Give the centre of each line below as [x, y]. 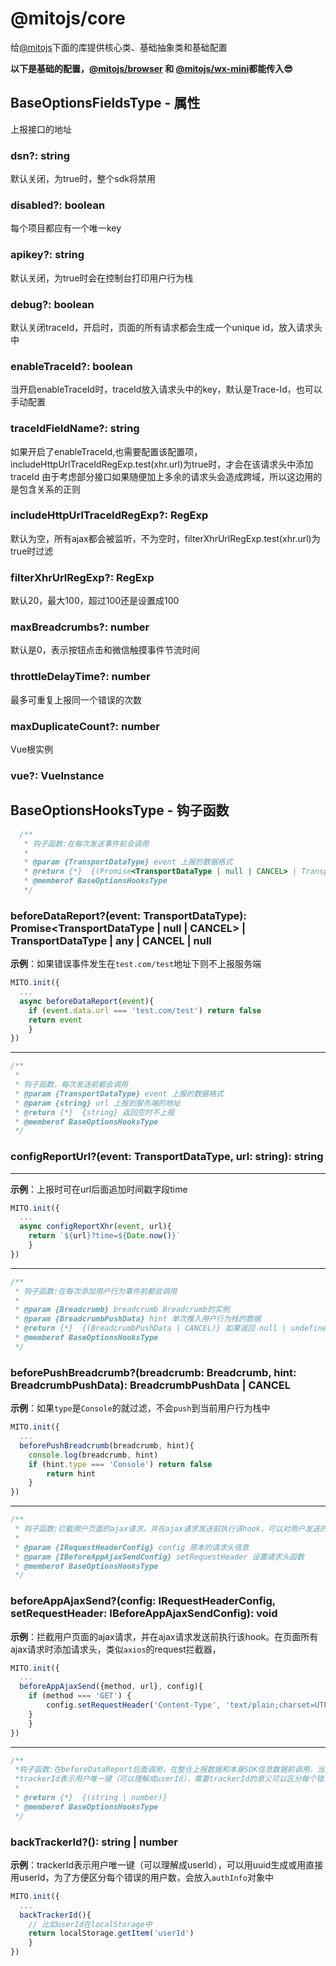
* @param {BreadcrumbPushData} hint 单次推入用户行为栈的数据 [138, 1319]
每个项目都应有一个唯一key [66, 228]
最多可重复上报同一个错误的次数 [76, 699]
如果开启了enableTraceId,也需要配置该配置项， [106, 451]
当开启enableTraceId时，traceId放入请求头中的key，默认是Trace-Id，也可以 [166, 389]
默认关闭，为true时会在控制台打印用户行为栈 [102, 278]
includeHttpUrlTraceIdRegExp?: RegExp [109, 515]
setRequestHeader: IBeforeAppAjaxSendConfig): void [144, 1614]
